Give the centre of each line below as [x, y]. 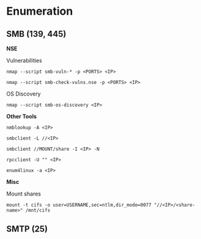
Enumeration [40, 11]
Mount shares [24, 194]
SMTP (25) [27, 229]
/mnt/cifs [38, 210]
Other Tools [22, 116]
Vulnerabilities [24, 60]
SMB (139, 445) [36, 34]
